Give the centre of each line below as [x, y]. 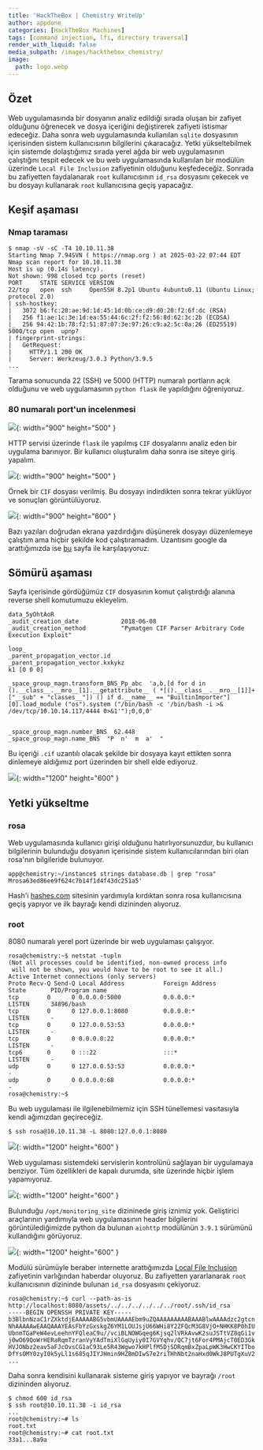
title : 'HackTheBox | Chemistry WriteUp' [77, 15]
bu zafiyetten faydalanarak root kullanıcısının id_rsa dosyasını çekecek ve [129, 176]
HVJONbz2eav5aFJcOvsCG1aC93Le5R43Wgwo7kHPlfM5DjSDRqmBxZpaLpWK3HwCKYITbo [132, 1347]
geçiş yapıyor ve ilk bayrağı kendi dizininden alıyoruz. [95, 904]
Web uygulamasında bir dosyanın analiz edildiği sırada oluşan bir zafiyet [125, 118]
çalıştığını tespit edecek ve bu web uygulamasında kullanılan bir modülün [126, 159]
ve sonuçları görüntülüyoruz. [55, 500]
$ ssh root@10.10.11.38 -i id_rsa [65, 1406]
